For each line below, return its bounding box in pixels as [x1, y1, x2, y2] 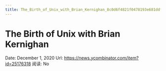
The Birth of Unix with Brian [5, 28, 121, 39]
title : [5, 7, 19, 12]
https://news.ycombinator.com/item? [64, 55, 139, 61]
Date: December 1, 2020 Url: [5, 55, 63, 61]
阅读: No [32, 61, 49, 67]
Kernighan [5, 39, 49, 49]
